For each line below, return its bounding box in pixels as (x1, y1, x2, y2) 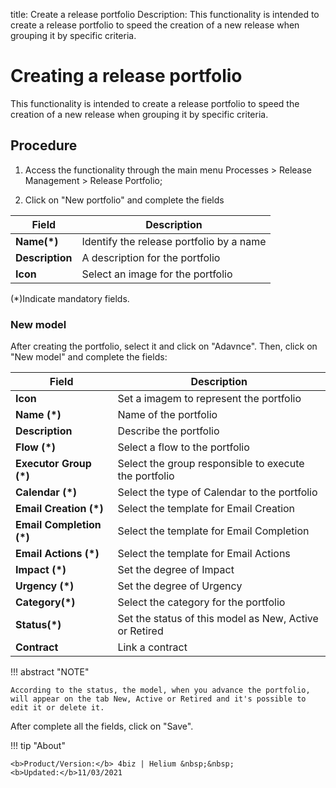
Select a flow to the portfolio (117, 440, 250, 454)
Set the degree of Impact (117, 563, 235, 577)
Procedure (10, 137, 78, 154)
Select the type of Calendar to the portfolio (117, 485, 318, 499)
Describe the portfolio (117, 424, 220, 438)
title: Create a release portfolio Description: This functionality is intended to (10, 9, 320, 20)
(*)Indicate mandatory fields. (10, 292, 130, 304)
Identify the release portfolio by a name (81, 234, 267, 248)
